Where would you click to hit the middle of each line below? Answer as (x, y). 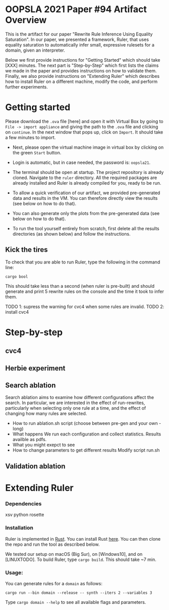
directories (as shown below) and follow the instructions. (71, 234)
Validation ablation (35, 466)
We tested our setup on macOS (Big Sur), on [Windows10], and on (74, 554)
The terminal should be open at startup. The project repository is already (88, 172)
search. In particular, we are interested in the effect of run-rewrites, (75, 403)
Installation (19, 528)
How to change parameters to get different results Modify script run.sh (86, 450)
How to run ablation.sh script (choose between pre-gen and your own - (87, 423)
